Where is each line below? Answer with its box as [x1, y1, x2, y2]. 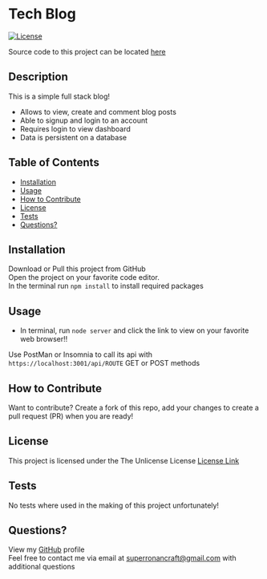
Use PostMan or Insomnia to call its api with [8, 350, 153, 359]
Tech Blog [8, 5, 76, 23]
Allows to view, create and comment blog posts [19, 107, 176, 116]
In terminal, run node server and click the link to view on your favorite [19, 326, 249, 335]
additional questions [8, 562, 75, 572]
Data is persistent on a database [19, 132, 127, 142]
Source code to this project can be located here [8, 47, 166, 56]
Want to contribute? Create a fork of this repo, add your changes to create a [8, 403, 259, 412]
